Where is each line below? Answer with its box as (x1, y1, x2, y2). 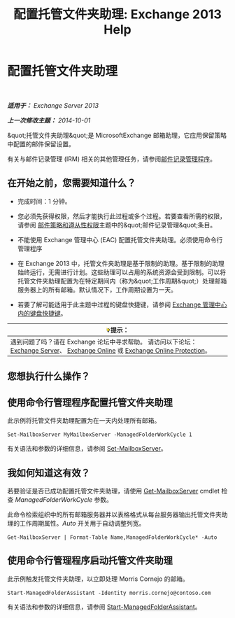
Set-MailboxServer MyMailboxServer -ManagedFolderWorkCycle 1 (7, 431, 192, 438)
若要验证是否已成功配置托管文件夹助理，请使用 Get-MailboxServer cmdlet (7, 487, 220, 496)
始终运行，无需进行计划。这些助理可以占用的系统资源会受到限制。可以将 (17, 267, 226, 276)
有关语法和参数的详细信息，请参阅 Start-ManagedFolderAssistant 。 (7, 603, 201, 611)
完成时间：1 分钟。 (17, 197, 71, 205)
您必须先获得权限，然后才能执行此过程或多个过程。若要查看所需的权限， (17, 211, 226, 220)
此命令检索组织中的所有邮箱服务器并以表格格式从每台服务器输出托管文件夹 (7, 510, 222, 519)
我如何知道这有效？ (7, 467, 90, 479)
